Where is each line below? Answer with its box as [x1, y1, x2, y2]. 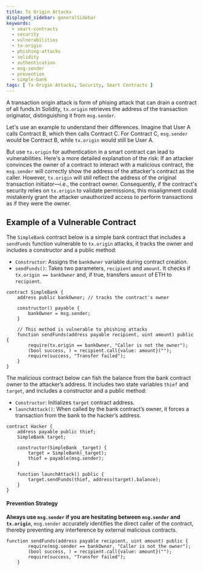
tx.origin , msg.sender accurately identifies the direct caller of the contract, [6, 520, 194, 527]
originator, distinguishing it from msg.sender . [6, 112, 116, 119]
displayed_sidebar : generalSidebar [6, 15, 96, 21]
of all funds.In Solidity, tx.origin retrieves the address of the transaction [6, 106, 188, 112]
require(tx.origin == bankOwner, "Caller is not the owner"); [28, 342, 188, 348]
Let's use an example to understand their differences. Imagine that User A [6, 124, 191, 130]
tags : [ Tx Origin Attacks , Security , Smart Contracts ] [6, 83, 153, 89]
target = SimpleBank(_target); [28, 450, 107, 456]
